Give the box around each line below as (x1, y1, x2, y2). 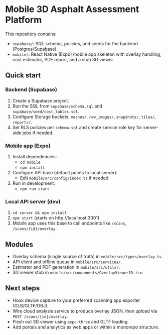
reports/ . (12, 119, 33, 125)
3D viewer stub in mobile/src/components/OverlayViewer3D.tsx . (12, 270, 144, 276)
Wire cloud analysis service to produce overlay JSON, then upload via (12, 308, 157, 314)
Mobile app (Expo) (5, 142, 51, 149)
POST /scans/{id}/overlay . (12, 313, 68, 319)
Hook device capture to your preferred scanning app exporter (12, 297, 140, 303)
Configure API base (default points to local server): (12, 169, 118, 175)
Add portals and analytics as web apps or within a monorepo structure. (12, 324, 159, 330)
